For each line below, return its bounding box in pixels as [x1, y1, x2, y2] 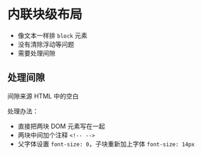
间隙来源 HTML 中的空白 [7, 91, 79, 100]
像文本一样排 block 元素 [17, 31, 87, 40]
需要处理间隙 [17, 49, 55, 57]
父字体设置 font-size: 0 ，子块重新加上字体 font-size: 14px [17, 139, 195, 148]
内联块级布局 [7, 6, 83, 23]
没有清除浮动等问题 [17, 40, 75, 48]
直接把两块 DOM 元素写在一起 [17, 122, 105, 130]
